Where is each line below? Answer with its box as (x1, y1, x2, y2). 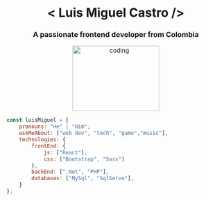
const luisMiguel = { (6, 117, 69, 124)
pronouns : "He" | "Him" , (19, 123, 91, 130)
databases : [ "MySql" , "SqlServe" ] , (31, 175, 135, 182)
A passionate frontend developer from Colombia (33, 30, 199, 40)
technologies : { (19, 136, 67, 143)
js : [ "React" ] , (43, 149, 88, 156)
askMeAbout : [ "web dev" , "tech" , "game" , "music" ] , (19, 130, 169, 137)
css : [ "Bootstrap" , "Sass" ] (43, 155, 126, 163)
